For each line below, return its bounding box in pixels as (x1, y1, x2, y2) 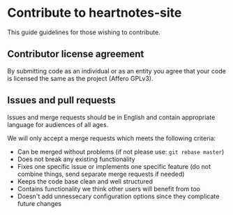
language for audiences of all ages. (7, 120, 109, 128)
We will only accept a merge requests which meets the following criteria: (7, 134, 216, 142)
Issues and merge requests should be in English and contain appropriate (7, 113, 216, 121)
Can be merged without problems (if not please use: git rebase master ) (17, 147, 225, 156)
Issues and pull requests (7, 94, 116, 106)
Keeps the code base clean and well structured (17, 177, 153, 186)
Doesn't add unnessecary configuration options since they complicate (17, 192, 220, 200)
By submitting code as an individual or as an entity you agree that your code (7, 66, 227, 75)
